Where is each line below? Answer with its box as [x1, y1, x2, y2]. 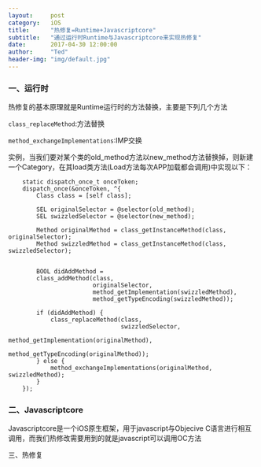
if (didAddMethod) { [36, 309, 104, 317]
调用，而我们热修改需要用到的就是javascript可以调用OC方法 [8, 434, 202, 443]
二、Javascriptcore [8, 405, 84, 416]
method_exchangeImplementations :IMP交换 [8, 135, 143, 146]
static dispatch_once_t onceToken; [22, 178, 139, 186]
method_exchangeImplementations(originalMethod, [50, 364, 213, 372]
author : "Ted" [8, 48, 68, 56]
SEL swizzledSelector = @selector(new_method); [36, 213, 195, 221]
